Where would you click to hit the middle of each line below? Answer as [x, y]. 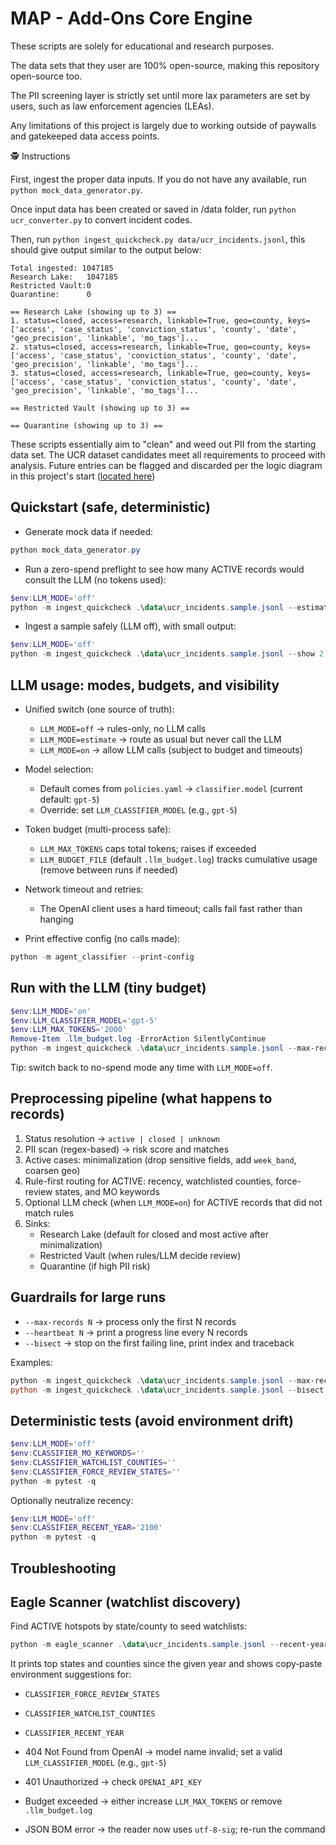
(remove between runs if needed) [108, 869]
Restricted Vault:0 [51, 285]
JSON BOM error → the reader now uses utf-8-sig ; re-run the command [175, 1829]
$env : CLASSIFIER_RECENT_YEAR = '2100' [86, 1528]
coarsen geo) [52, 1170]
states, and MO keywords [107, 1191]
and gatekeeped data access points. [85, 136]
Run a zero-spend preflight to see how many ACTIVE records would [164, 569]
